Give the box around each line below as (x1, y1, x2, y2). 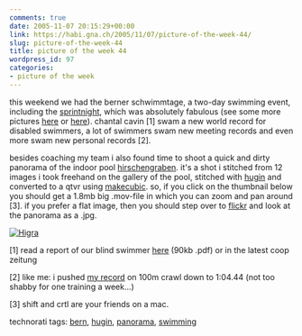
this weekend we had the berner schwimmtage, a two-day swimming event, (9, 96, 291, 107)
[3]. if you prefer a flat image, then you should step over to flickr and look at (9, 200, 291, 211)
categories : (9, 64, 54, 73)
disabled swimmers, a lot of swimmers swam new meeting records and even (9, 125, 294, 136)
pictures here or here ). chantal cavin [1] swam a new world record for (9, 115, 267, 126)
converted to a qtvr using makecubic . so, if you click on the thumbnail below (9, 181, 293, 192)
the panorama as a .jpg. (9, 209, 97, 221)
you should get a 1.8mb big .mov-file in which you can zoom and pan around (9, 190, 293, 201)
